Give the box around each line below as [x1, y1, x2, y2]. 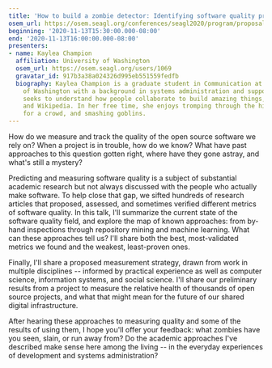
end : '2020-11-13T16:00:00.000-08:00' [8, 34, 139, 43]
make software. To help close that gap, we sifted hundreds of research [8, 191, 244, 200]
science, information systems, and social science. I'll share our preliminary [8, 275, 257, 284]
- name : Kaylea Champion [8, 49, 92, 57]
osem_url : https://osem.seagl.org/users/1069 [15, 65, 172, 73]
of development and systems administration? [8, 351, 159, 360]
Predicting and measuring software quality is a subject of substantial [8, 173, 237, 183]
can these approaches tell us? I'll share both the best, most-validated [8, 234, 239, 243]
